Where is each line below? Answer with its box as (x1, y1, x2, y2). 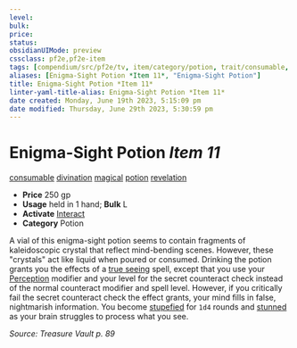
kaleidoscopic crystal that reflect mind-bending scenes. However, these (9, 244, 274, 255)
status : (9, 37, 38, 47)
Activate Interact (21, 209, 86, 220)
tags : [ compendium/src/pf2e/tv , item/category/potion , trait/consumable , (9, 63, 290, 72)
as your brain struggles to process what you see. (9, 311, 189, 322)
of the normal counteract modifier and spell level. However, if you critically (9, 283, 283, 294)
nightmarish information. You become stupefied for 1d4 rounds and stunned (9, 302, 287, 312)
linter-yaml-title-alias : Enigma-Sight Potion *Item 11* (9, 87, 226, 96)
